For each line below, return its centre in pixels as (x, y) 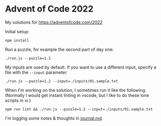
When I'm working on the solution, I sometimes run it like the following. (76, 90)
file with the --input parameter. (36, 72)
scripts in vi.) (18, 100)
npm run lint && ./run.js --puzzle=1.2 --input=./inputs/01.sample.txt (79, 109)
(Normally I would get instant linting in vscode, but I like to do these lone (77, 95)
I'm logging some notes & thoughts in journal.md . (54, 118)
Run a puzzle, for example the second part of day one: (59, 49)
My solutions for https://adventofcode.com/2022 (54, 22)
